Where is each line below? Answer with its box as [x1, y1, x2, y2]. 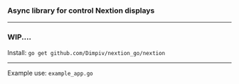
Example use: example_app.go [7, 68, 94, 77]
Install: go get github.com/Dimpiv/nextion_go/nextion [7, 48, 166, 56]
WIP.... [7, 32, 32, 42]
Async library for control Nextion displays [7, 6, 155, 16]
